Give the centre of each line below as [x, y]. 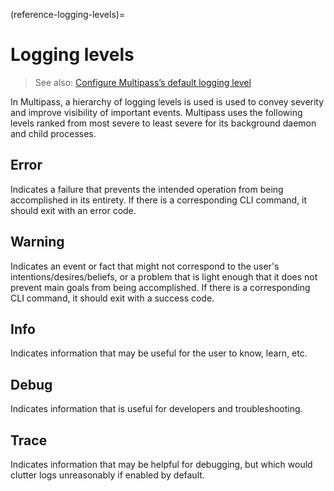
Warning [37, 242]
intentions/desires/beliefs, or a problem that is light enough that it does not [164, 276]
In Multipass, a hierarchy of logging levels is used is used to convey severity [167, 101]
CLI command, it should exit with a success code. [112, 298]
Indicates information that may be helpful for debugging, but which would [161, 464]
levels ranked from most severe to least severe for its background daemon [163, 123]
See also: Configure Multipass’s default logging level [143, 82]
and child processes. [53, 133]
